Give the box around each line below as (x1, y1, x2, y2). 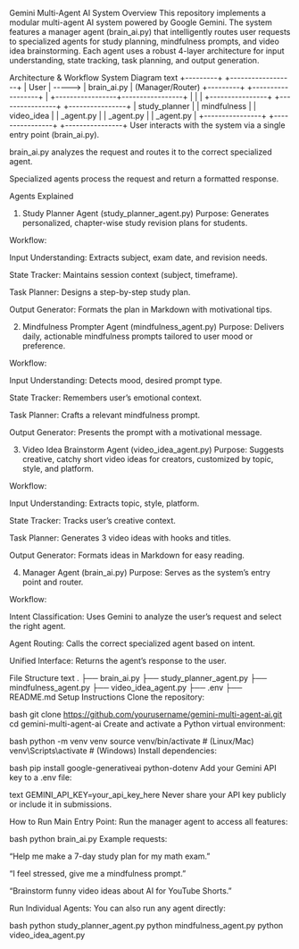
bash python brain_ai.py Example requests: (9, 834, 168, 844)
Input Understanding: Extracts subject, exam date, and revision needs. (9, 252, 268, 263)
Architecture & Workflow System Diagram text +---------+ (9, 72, 223, 83)
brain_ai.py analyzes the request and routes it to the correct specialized (9, 147, 272, 157)
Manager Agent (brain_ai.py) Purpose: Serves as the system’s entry (21, 567, 270, 577)
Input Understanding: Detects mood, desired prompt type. (9, 375, 223, 385)
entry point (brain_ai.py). (9, 130, 100, 139)
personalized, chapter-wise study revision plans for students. (21, 218, 248, 228)
